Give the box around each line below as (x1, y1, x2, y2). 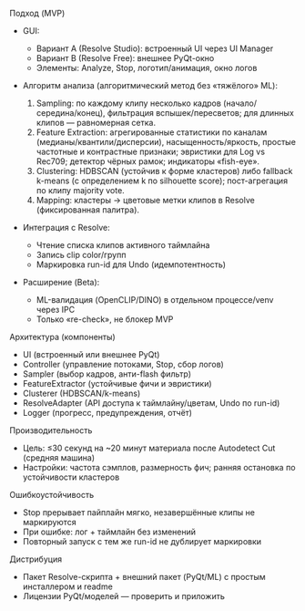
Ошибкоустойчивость (9, 490, 94, 500)
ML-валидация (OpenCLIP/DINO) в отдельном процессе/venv (36, 295, 274, 305)
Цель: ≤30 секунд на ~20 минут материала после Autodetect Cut (22, 442, 276, 453)
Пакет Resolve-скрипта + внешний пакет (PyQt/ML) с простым (22, 572, 266, 582)
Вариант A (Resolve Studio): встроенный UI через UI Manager (36, 43, 274, 54)
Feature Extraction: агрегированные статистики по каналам (36, 127, 268, 138)
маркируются (22, 517, 76, 527)
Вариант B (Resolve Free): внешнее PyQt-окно (36, 53, 215, 63)
